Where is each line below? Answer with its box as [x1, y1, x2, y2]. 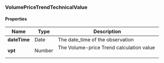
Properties [5, 16, 27, 22]
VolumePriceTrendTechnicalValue [5, 4, 88, 11]
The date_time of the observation [58, 36, 134, 43]
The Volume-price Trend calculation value [58, 44, 155, 51]
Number [34, 47, 54, 54]
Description [93, 28, 121, 35]
